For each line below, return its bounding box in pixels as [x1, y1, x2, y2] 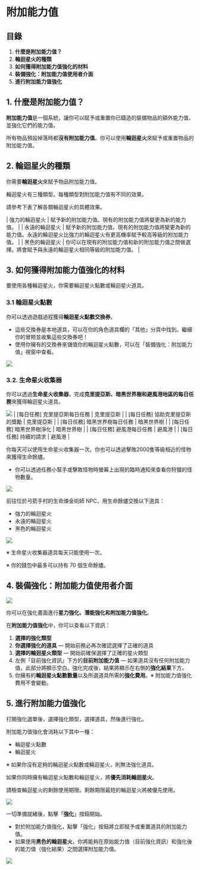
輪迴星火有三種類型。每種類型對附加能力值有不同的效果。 [6, 191, 147, 198]
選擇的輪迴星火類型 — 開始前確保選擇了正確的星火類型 [14, 649, 149, 656]
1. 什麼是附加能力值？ [6, 97, 85, 108]
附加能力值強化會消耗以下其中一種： [6, 728, 95, 735]
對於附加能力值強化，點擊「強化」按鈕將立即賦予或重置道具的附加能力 [14, 823, 187, 830]
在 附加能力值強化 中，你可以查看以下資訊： [6, 621, 111, 629]
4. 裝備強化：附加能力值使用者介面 [6, 581, 133, 591]
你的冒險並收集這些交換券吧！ [14, 333, 88, 341]
